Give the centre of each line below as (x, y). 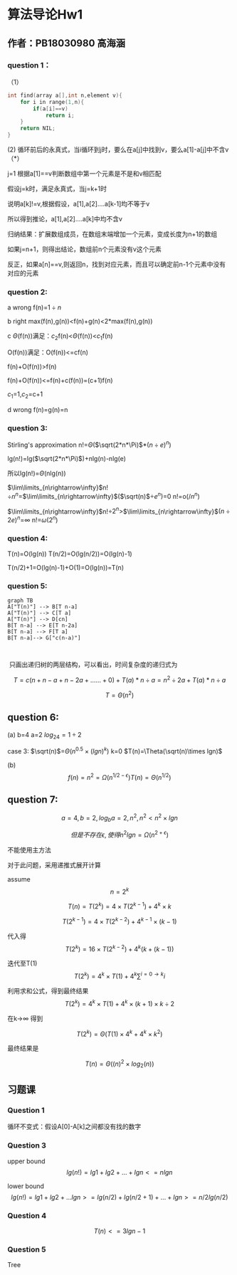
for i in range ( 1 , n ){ (52, 102)
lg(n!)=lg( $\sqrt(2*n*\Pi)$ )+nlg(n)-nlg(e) (67, 458)
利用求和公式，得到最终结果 (48, 990)
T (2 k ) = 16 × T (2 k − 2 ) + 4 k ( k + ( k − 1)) (120, 948)
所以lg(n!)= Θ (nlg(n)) (37, 473)
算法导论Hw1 (45, 15)
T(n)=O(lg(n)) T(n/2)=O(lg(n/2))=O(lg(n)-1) (70, 554)
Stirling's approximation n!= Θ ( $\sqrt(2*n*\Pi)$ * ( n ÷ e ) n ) (90, 444)
